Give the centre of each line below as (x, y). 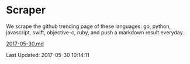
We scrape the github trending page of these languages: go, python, (89, 26)
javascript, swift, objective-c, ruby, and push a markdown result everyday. (95, 32)
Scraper (26, 10)
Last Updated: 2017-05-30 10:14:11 (48, 55)
